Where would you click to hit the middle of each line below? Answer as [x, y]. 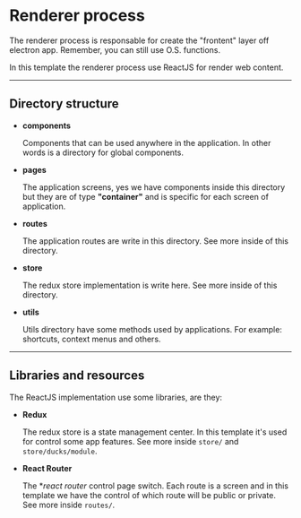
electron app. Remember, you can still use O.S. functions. [115, 49]
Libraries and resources [77, 376]
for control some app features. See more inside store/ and [130, 441]
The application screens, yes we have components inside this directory [154, 187]
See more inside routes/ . [69, 505]
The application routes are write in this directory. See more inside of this [155, 241]
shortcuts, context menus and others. [91, 339]
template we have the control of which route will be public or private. [149, 495]
